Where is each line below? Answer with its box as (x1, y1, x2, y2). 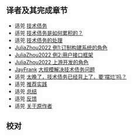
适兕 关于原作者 (14, 102, 53, 109)
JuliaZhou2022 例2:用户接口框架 (14, 51, 94, 58)
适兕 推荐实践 (14, 81, 47, 88)
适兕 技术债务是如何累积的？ (14, 29, 83, 36)
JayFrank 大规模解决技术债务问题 (14, 66, 96, 73)
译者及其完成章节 (6, 5, 68, 16)
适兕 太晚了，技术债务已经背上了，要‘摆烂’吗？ (14, 73, 127, 80)
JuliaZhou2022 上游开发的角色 (14, 58, 89, 65)
